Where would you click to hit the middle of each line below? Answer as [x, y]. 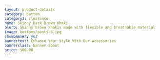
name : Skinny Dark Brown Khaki [36, 23]
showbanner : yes [21, 37]
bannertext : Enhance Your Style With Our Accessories [60, 41]
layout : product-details [30, 9]
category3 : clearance [27, 18]
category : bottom [22, 14]
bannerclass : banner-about [32, 45]
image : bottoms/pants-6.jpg [33, 32]
